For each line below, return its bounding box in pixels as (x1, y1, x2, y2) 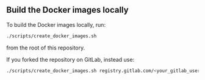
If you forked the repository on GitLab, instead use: (6, 56, 135, 63)
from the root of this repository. (6, 44, 85, 51)
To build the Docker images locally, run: (6, 21, 106, 28)
